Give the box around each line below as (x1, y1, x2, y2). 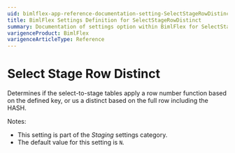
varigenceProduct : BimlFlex (7, 29, 90, 37)
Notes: (7, 118, 27, 126)
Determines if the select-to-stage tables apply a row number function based (7, 89, 227, 97)
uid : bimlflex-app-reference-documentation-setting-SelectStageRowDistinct (7, 10, 233, 17)
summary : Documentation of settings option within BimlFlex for (7, 23, 199, 30)
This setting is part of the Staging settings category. (17, 131, 168, 139)
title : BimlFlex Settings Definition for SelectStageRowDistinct (7, 17, 201, 24)
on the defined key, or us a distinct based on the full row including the (7, 97, 208, 105)
